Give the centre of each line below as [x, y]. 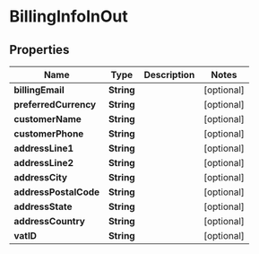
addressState [43, 206]
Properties [39, 50]
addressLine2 [44, 163]
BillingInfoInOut [69, 17]
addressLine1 [44, 148]
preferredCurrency [55, 105]
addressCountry [49, 221]
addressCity [41, 177]
